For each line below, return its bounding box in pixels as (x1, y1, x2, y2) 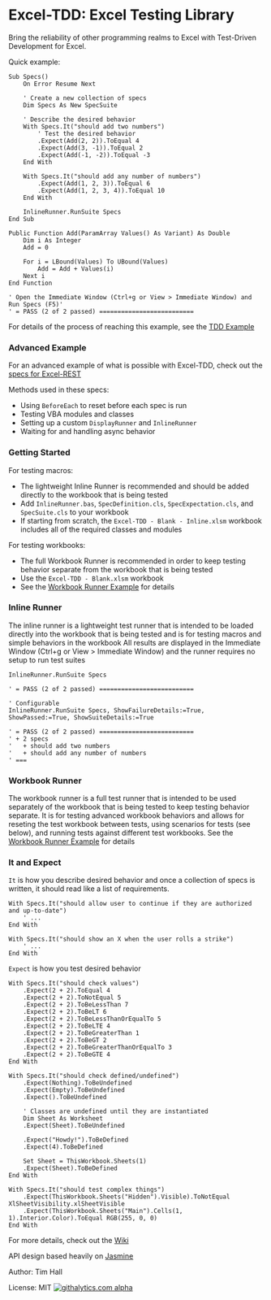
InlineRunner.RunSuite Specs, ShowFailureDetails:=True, (8, 706, 205, 715)
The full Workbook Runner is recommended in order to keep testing (19, 555, 246, 566)
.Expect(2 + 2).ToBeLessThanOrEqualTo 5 (23, 1015, 161, 1024)
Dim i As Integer (23, 236, 82, 245)
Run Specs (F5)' (8, 300, 63, 308)
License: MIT (8, 1283, 52, 1293)
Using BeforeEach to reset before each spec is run (19, 401, 187, 411)
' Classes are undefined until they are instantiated (23, 1107, 209, 1115)
